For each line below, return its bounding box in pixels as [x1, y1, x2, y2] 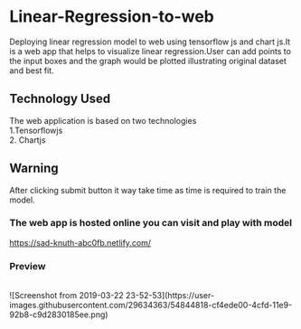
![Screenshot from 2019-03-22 [9, 290, 124, 301]
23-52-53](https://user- [125, 290, 215, 301]
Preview [9, 259, 46, 272]
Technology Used [9, 91, 111, 107]
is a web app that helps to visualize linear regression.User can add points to [9, 45, 292, 56]
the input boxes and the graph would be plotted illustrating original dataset [9, 55, 287, 66]
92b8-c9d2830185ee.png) [9, 309, 108, 320]
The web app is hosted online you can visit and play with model [9, 217, 292, 230]
